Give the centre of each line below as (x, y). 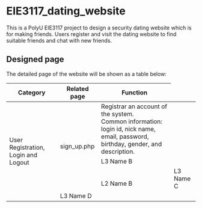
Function (135, 93)
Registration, (27, 147)
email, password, (125, 136)
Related (78, 88)
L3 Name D (76, 195)
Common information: (132, 121)
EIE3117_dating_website (66, 11)
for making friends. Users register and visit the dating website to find (91, 34)
